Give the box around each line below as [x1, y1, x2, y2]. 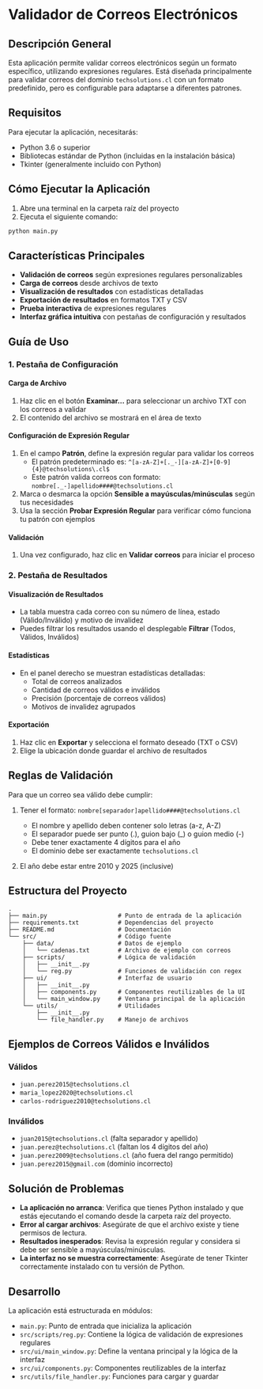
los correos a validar [19, 404, 87, 413]
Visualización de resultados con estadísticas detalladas [19, 287, 204, 296]
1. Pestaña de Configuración [8, 359, 118, 370]
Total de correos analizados [31, 676, 122, 686]
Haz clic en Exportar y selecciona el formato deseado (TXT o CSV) [19, 737, 239, 747]
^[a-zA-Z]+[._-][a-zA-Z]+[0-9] [127, 459, 231, 466]
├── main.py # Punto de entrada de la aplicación [8, 912, 242, 920]
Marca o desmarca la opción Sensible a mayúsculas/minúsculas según [19, 489, 255, 499]
